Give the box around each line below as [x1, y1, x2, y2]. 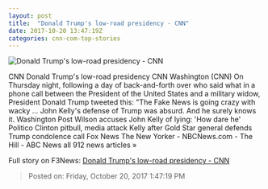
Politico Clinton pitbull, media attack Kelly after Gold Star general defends [8, 123, 253, 133]
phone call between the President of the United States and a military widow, [8, 89, 261, 99]
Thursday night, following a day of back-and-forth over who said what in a [8, 80, 256, 90]
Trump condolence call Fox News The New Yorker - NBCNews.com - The [8, 132, 253, 142]
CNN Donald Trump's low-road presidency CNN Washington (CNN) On [8, 72, 244, 81]
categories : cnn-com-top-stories [8, 34, 121, 43]
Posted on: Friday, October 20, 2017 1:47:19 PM [27, 171, 186, 181]
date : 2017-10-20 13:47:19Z [8, 27, 103, 35]
